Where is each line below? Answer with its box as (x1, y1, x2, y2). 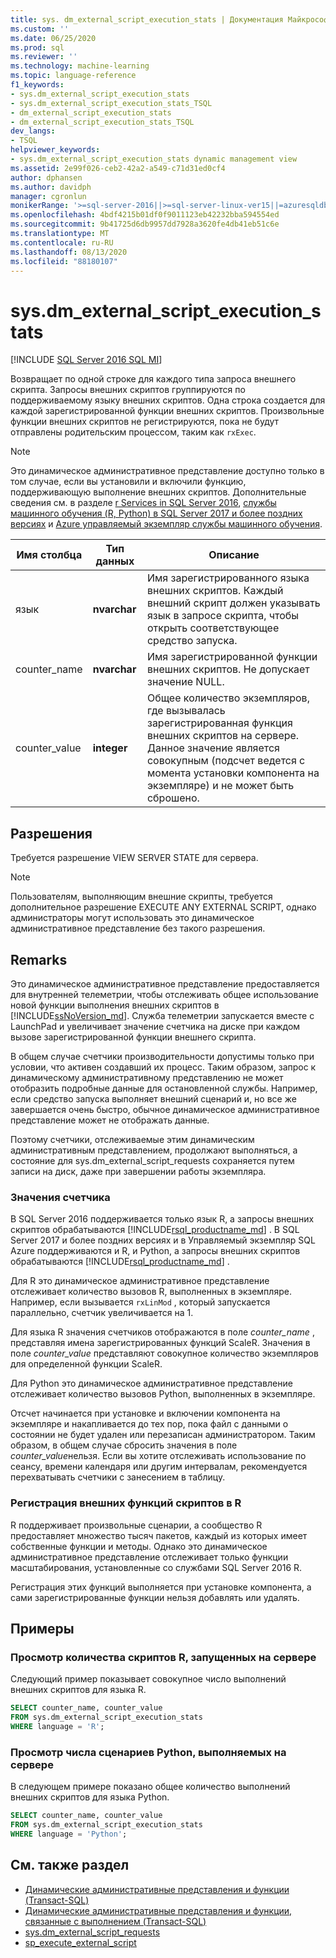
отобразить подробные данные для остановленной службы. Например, (10, 1082, 318, 1094)
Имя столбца (16, 548, 83, 562)
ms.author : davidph (10, 182, 92, 192)
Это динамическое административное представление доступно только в (10, 465, 325, 477)
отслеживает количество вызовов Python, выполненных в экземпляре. (10, 1388, 316, 1400)
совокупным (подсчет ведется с (146, 754, 306, 768)
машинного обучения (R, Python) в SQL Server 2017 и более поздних (10, 507, 303, 520)
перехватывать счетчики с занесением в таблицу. (10, 1471, 226, 1483)
